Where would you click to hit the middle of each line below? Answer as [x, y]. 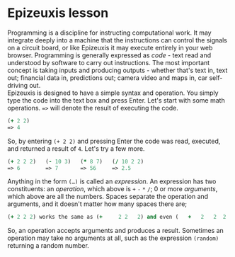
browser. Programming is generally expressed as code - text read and [109, 55]
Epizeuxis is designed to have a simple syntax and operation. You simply [113, 93]
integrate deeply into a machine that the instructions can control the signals [117, 40]
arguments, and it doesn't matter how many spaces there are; [97, 204]
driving [18, 85]
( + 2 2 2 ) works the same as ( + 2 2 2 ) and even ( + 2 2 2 [117, 217]
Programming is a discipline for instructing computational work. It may [109, 33]
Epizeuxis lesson [58, 13]
